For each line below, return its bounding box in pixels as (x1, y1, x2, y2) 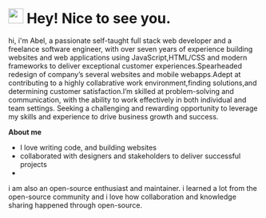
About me (8, 127, 42, 137)
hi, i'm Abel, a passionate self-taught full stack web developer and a (8, 36, 232, 45)
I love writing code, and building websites (19, 142, 157, 152)
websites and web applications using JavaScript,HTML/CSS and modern (8, 53, 248, 62)
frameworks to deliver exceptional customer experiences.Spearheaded (8, 60, 242, 71)
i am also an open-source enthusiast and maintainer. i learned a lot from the (8, 183, 257, 193)
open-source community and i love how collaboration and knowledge (8, 192, 237, 201)
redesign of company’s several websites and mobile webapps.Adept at (8, 69, 241, 79)
